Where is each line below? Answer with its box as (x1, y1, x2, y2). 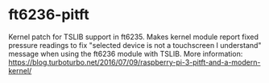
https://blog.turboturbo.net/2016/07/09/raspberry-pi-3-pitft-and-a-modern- (8, 57, 261, 67)
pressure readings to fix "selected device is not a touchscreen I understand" (8, 40, 262, 49)
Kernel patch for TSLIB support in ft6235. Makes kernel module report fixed (8, 32, 259, 41)
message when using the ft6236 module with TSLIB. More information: (8, 49, 243, 58)
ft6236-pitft (8, 6, 90, 24)
